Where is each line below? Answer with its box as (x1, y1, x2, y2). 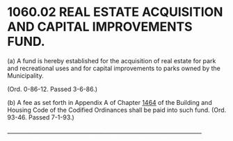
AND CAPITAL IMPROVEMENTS (7, 19, 193, 35)
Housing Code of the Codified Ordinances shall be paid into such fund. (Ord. (7, 106, 227, 114)
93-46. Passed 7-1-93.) (7, 113, 74, 122)
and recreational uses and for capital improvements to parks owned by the (7, 64, 220, 72)
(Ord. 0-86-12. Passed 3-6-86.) (7, 85, 98, 93)
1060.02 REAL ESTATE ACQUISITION (7, 4, 223, 20)
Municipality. (7, 71, 44, 80)
